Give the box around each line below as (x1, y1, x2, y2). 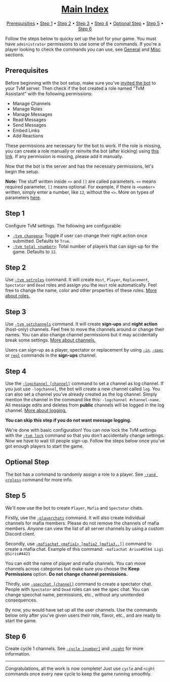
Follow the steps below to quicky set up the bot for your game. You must (5, 35, 156, 42)
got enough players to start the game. (5, 443, 84, 449)
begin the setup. (5, 168, 39, 174)
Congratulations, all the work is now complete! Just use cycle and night (5, 665, 155, 672)
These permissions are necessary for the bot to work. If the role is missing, (5, 142, 162, 148)
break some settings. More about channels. (5, 337, 96, 343)
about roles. (5, 293, 30, 299)
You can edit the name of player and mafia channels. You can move (5, 560, 146, 566)
